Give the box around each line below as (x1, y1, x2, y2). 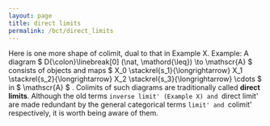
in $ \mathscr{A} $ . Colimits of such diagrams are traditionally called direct (8, 83, 260, 92)
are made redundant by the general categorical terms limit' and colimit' (8, 100, 252, 109)
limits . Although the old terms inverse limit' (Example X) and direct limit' (8, 91, 259, 101)
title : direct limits (8, 19, 82, 27)
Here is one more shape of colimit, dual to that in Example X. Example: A (8, 49, 249, 59)
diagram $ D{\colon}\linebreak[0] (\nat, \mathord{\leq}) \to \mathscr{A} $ (8, 57, 253, 67)
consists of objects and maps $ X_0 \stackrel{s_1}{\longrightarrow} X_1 (8, 66, 243, 75)
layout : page (8, 11, 53, 20)
